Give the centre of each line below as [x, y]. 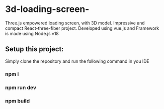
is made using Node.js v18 [32, 33]
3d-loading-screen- [47, 9]
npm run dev [21, 87]
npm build [17, 101]
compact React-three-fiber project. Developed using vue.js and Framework [82, 28]
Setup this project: [34, 49]
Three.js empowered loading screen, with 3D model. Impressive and [75, 23]
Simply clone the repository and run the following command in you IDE [77, 61]
